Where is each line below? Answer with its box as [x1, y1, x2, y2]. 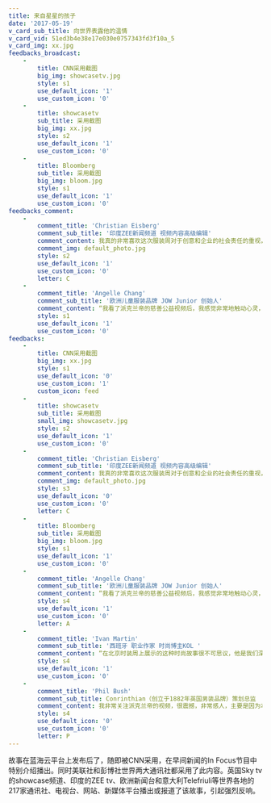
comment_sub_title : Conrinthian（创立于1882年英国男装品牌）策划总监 [37, 695, 256, 703]
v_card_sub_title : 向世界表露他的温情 [8, 27, 127, 35]
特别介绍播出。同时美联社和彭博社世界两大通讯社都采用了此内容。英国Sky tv [8, 765, 263, 775]
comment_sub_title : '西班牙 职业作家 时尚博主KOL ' [37, 642, 202, 650]
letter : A [37, 619, 70, 628]
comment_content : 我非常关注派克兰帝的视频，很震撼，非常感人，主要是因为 [37, 702, 261, 710]
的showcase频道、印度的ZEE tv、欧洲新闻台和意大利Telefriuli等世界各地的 [8, 776, 255, 785]
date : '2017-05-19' [8, 19, 74, 27]
